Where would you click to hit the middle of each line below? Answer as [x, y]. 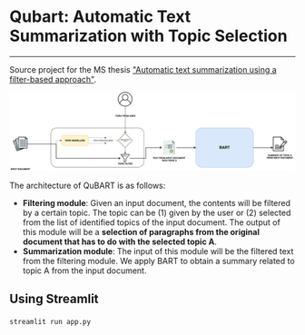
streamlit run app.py [50, 321]
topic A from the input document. [84, 271]
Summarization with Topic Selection [148, 36]
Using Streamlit [54, 299]
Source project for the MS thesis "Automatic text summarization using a [143, 69]
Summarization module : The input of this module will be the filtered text [158, 251]
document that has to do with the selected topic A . [120, 241]
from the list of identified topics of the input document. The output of [152, 222]
